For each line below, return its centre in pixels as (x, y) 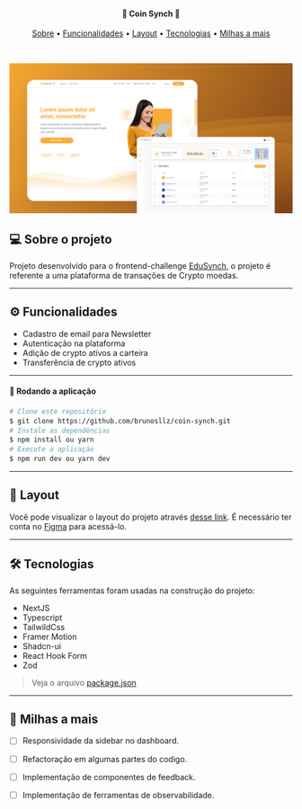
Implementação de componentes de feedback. (109, 777)
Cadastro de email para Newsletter (87, 333)
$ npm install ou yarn (52, 440)
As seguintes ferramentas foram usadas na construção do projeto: (132, 591)
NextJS (36, 608)
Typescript (42, 618)
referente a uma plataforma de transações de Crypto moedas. (124, 275)
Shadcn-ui (41, 646)
